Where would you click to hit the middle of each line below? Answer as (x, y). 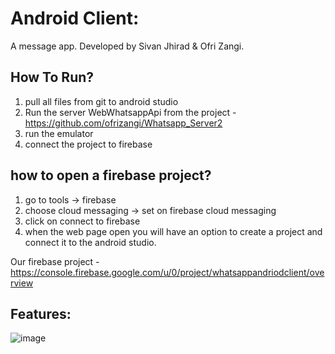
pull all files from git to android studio (101, 101)
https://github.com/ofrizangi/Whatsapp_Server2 (123, 123)
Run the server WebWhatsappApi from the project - (130, 112)
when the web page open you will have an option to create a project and (173, 231)
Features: (41, 313)
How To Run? (52, 77)
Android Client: (75, 18)
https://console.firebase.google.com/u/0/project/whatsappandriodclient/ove (167, 272)
